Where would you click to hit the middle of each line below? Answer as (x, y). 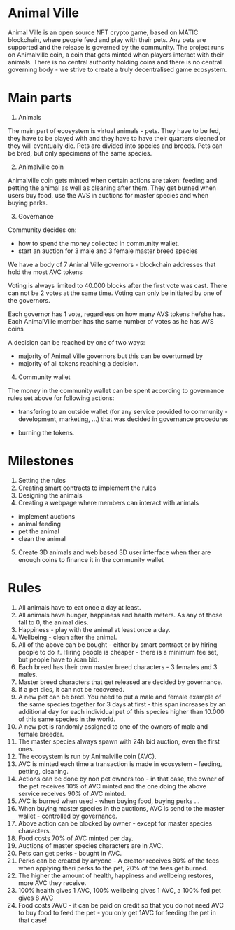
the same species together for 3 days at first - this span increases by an (122, 704)
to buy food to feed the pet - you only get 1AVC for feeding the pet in (117, 912)
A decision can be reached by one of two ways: (77, 342)
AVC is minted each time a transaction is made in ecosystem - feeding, (120, 764)
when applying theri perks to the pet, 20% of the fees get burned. (113, 868)
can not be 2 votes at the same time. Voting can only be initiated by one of (115, 293)
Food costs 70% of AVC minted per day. (76, 838)
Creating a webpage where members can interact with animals (108, 502)
